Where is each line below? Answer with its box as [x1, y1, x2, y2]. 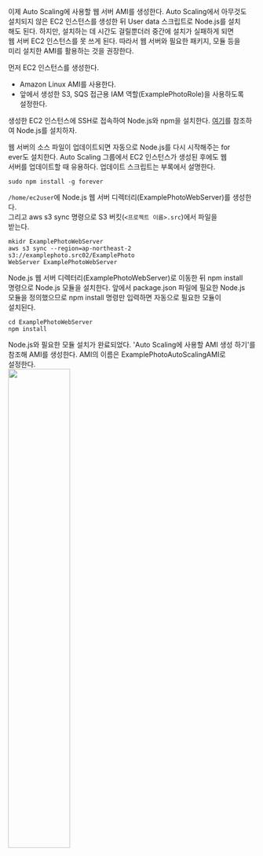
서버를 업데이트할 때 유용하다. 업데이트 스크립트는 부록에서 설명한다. [8, 162, 216, 171]
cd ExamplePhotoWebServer [8, 318, 93, 326]
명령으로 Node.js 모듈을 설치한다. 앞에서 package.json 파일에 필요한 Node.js [8, 283, 246, 292]
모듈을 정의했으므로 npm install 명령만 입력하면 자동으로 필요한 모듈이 [8, 293, 221, 302]
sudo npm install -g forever [8, 178, 104, 186]
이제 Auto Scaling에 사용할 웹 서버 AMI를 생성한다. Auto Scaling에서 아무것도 [8, 7, 247, 16]
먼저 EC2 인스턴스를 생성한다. [8, 63, 100, 72]
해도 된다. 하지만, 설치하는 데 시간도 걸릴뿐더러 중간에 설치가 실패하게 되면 [8, 27, 234, 35]
